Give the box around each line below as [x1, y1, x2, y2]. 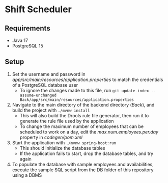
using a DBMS [12, 172, 42, 178]
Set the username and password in [12, 71, 86, 77]
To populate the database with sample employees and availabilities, [12, 161, 154, 167]
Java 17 [12, 37, 29, 43]
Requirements [5, 24, 50, 33]
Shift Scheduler [5, 4, 72, 15]
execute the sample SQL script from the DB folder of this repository [12, 167, 154, 173]
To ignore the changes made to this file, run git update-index [19, 87, 149, 93]
